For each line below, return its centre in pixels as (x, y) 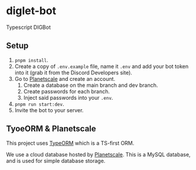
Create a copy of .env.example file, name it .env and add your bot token (102, 66)
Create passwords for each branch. (67, 91)
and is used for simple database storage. (56, 161)
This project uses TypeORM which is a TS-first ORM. (70, 143)
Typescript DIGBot (29, 27)
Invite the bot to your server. (49, 110)
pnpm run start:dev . (39, 104)
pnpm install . (31, 60)
